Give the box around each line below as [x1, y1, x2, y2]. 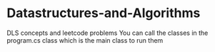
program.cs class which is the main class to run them [6, 36, 164, 44]
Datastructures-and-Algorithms [6, 5, 201, 21]
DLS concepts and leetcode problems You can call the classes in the [6, 28, 209, 37]
